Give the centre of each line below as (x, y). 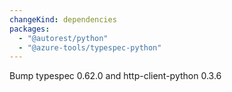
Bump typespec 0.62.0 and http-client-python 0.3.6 (115, 76)
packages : (30, 29)
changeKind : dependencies (63, 19)
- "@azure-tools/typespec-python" (90, 47)
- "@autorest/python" (63, 38)
